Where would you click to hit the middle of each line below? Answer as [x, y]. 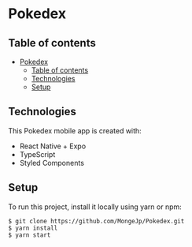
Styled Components [52, 163]
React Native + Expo [53, 146]
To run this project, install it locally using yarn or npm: [95, 207]
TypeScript [37, 154]
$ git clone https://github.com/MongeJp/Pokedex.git [96, 221]
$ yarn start [30, 235]
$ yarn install [33, 228]
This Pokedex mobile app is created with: [75, 130]
